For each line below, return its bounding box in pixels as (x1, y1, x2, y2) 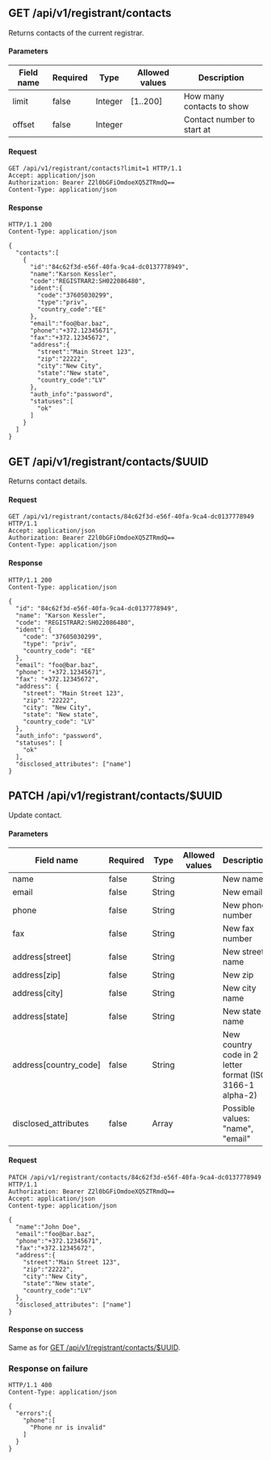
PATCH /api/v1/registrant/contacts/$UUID (8, 789, 223, 803)
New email (223, 886, 263, 897)
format (223, 1069, 248, 1080)
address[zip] (12, 969, 61, 981)
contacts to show (183, 101, 249, 112)
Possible (223, 1103, 256, 1114)
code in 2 (223, 1049, 259, 1060)
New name (223, 873, 264, 884)
